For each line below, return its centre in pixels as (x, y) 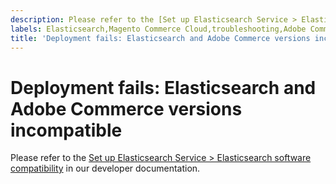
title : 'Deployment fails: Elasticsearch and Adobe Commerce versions (160, 38)
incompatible (66, 130)
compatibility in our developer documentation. (105, 168)
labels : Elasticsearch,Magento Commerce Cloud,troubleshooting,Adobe (158, 29)
